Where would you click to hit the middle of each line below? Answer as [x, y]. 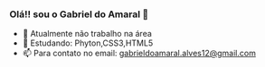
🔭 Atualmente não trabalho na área [87, 34]
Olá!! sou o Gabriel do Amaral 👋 [79, 14]
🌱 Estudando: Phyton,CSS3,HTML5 [88, 43]
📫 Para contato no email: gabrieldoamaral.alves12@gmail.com [139, 54]
